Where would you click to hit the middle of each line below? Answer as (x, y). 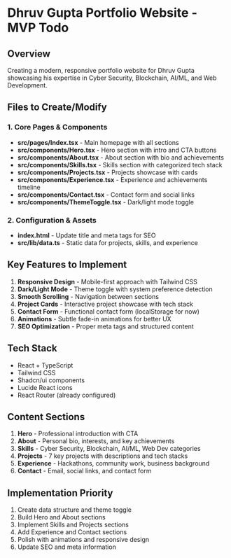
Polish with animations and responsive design (83, 540)
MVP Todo (38, 28)
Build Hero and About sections (62, 517)
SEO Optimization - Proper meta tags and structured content (105, 326)
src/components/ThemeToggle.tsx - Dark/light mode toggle (106, 202)
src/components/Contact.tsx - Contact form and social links (106, 195)
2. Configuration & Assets (52, 220)
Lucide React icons (45, 387)
